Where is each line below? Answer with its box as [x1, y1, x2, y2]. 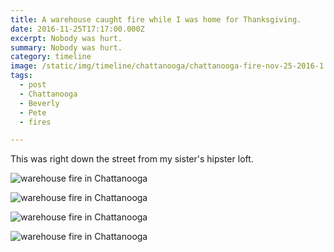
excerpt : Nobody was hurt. [10, 33, 123, 43]
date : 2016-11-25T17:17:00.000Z [10, 24, 145, 34]
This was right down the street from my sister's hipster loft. [10, 153, 254, 165]
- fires [19, 117, 52, 127]
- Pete [19, 107, 47, 118]
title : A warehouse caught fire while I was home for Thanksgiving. [10, 14, 302, 25]
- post [19, 80, 47, 90]
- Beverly [19, 98, 60, 108]
